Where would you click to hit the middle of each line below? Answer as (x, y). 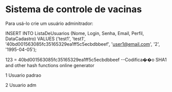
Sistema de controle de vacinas (74, 9)
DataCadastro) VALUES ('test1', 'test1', (45, 39)
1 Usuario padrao (23, 75)
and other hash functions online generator (50, 65)
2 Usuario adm (21, 85)
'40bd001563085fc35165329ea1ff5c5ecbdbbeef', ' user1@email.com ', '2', (83, 44)
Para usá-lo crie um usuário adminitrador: (49, 23)
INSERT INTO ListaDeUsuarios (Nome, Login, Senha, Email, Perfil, (75, 33)
